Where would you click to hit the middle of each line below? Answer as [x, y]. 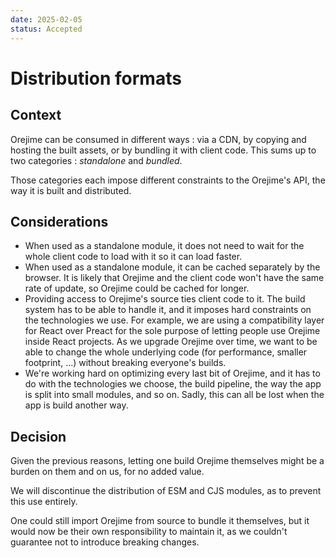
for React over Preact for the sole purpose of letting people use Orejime [172, 331]
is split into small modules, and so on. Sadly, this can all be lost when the [174, 395]
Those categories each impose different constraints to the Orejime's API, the [168, 180]
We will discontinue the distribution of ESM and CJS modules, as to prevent [166, 491]
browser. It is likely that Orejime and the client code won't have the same [174, 278]
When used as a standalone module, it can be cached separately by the [172, 267]
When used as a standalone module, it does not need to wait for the [164, 246]
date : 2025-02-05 [46, 19]
